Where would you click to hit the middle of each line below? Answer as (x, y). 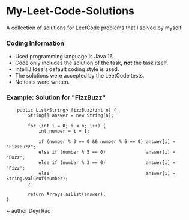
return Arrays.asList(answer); (67, 194)
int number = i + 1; (64, 131)
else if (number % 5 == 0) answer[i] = (107, 152)
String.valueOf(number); (37, 179)
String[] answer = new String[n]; (71, 115)
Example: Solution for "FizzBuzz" (56, 97)
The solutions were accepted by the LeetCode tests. (79, 76)
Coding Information (35, 43)
